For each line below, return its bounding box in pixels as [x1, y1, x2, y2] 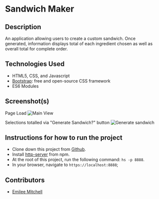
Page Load [5, 110, 27, 116]
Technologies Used [5, 60, 64, 68]
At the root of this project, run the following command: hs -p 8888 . [12, 157, 144, 163]
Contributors [5, 176, 45, 184]
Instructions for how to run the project [5, 133, 123, 142]
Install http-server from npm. [12, 151, 70, 157]
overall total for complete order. [5, 46, 68, 51]
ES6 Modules [12, 83, 39, 89]
